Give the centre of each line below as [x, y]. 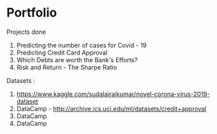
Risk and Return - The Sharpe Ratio [67, 67]
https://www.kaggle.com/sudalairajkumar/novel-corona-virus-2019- [113, 94]
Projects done [26, 32]
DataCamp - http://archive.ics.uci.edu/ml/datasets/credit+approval [111, 108]
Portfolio [32, 13]
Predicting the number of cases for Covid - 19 [82, 45]
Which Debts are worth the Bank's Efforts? [77, 59]
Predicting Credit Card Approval [62, 52]
